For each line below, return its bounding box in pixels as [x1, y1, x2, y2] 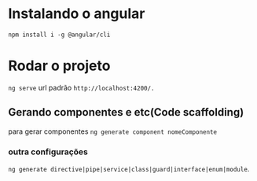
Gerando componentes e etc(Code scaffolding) [8, 105, 244, 119]
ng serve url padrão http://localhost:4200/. [8, 83, 155, 92]
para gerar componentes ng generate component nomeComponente [8, 127, 218, 136]
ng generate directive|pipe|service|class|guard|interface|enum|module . [8, 164, 250, 173]
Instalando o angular [8, 5, 145, 23]
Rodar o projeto [8, 57, 111, 75]
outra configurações [8, 146, 88, 157]
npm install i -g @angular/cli [8, 31, 111, 39]
